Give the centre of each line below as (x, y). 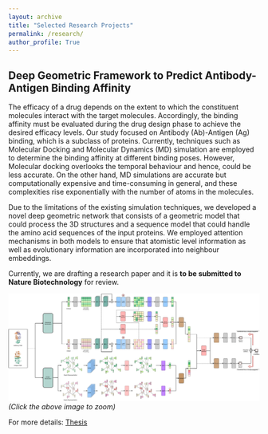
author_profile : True (44, 42)
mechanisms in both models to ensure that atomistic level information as (127, 241)
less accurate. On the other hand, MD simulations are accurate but (118, 175)
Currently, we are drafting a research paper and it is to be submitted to (125, 274)
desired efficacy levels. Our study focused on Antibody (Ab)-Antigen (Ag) (129, 132)
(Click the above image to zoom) (62, 407)
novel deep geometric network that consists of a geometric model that (124, 216)
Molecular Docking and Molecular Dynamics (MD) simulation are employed (131, 150)
